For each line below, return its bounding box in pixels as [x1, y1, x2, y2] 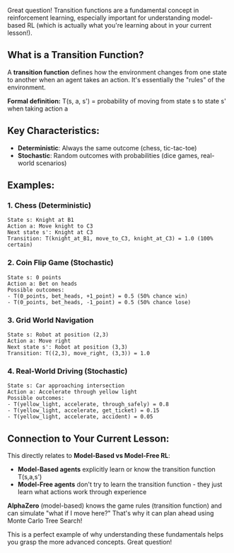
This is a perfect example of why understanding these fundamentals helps [7, 530, 224, 539]
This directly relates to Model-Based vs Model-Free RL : [7, 452, 171, 460]
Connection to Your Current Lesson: [7, 432, 170, 445]
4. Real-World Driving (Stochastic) [7, 366, 128, 376]
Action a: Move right [7, 337, 71, 345]
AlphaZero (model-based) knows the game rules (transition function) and [7, 501, 223, 510]
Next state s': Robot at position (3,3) [7, 343, 129, 350]
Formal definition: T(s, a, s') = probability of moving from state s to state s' [7, 96, 226, 105]
